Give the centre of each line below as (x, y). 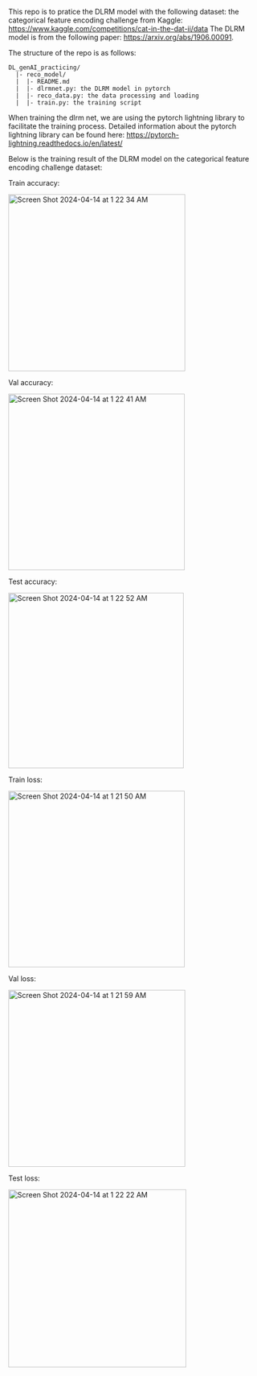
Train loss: (25, 780)
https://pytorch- (153, 135)
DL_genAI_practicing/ (45, 68)
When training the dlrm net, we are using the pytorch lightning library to (126, 117)
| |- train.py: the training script (79, 103)
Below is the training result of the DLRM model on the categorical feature (129, 159)
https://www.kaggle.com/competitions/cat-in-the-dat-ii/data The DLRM (126, 29)
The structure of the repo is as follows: (72, 53)
